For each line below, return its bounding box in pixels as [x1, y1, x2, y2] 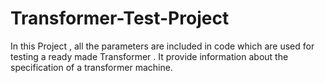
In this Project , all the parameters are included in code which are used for [10, 40, 315, 52]
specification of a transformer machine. [10, 61, 173, 73]
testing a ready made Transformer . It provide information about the [10, 50, 289, 62]
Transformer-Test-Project [10, 7, 230, 30]
